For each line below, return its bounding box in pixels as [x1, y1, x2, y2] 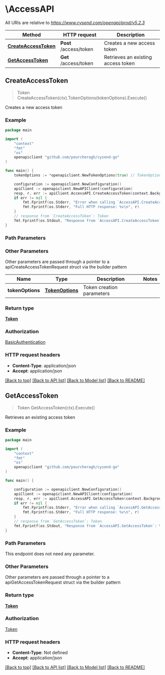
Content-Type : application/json [12, 362, 76, 369]
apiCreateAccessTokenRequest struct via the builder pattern [5, 264, 127, 270]
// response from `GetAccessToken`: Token [14, 519, 102, 524]
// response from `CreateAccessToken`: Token [14, 214, 109, 219]
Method [22, 31, 41, 38]
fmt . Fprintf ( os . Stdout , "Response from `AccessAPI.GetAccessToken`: [14, 523, 157, 528]
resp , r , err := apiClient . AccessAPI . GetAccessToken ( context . [14, 496, 144, 501]
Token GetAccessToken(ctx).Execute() [17, 405, 95, 410]
